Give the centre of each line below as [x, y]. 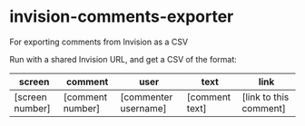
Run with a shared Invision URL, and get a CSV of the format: [123, 59]
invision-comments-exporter [122, 17]
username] [143, 108]
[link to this [266, 97]
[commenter [147, 97]
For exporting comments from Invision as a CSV [99, 42]
